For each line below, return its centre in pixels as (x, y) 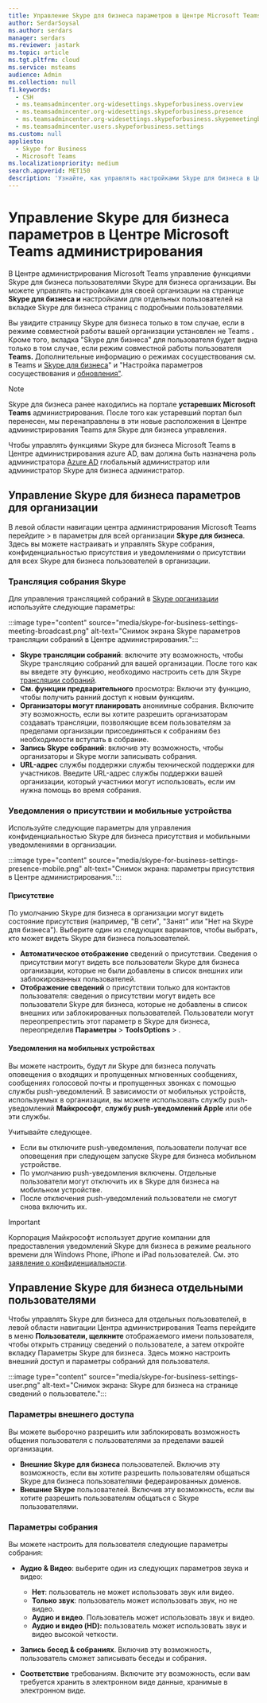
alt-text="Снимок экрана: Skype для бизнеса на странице (140, 1386)
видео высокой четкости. (75, 1635)
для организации (53, 508)
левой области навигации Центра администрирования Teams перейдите (132, 1328)
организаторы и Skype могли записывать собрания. (108, 756)
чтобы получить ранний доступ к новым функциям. (107, 697)
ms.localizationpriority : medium (64, 164)
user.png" (25, 1386)
